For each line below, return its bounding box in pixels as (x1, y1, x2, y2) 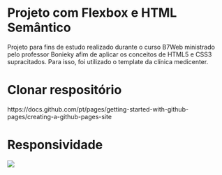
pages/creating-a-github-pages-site (7, 112, 112, 121)
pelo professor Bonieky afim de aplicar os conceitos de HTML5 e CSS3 (7, 50, 212, 59)
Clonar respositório (7, 82, 122, 98)
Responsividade (7, 137, 103, 153)
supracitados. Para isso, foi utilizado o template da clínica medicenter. (7, 57, 209, 66)
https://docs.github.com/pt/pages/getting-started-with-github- (7, 105, 189, 113)
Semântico (7, 20, 71, 36)
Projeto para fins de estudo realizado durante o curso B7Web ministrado (7, 43, 215, 51)
